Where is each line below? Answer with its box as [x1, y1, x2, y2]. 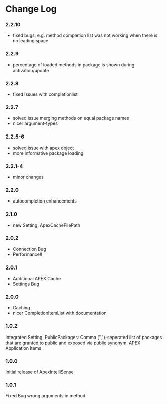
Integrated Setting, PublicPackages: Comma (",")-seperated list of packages [5, 334, 162, 340]
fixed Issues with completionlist [12, 91, 78, 97]
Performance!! [12, 251, 43, 257]
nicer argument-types [12, 120, 58, 126]
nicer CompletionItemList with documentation [12, 310, 107, 316]
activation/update [12, 67, 49, 73]
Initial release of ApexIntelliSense [5, 369, 74, 375]
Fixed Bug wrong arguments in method [5, 393, 86, 399]
